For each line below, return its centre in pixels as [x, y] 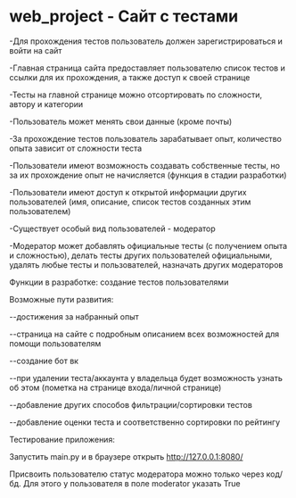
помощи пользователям [55, 343]
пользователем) [40, 211]
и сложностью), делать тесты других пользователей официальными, [141, 255]
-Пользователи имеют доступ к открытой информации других [128, 192]
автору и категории [46, 104]
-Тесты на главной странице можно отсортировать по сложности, [136, 95]
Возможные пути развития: [62, 299]
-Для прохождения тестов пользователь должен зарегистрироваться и [146, 41]
